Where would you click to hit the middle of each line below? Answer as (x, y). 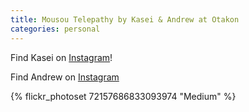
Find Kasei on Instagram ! (61, 57)
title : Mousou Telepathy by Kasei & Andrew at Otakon (125, 19)
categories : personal (55, 29)
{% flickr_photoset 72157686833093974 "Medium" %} (123, 96)
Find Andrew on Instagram (65, 77)
